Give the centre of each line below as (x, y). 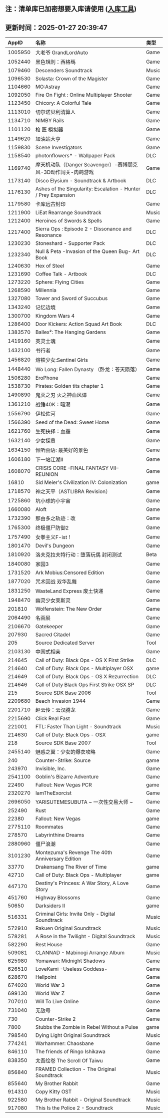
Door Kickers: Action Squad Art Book (79, 324)
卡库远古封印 (50, 204)
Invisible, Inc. (51, 769)
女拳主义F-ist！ (54, 537)
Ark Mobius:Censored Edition (70, 573)
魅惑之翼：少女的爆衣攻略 (65, 752)
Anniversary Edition (58, 859)
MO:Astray (48, 87)
